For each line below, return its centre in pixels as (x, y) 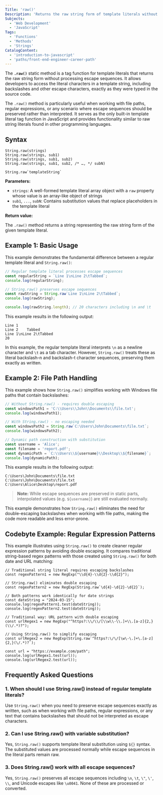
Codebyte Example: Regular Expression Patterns (80, 534)
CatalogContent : (21, 50)
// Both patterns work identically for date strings (60, 596)
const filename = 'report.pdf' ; (38, 449)
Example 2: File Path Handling (51, 378)
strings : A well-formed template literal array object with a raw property (83, 191)
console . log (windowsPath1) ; (34, 413)
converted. (16, 788)
